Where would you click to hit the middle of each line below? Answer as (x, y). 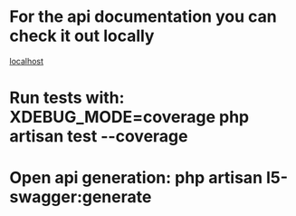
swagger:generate (81, 197)
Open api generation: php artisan (136, 178)
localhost (26, 61)
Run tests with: (67, 98)
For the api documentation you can (143, 17)
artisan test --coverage (99, 137)
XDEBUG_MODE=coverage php (129, 118)
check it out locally (82, 36)
